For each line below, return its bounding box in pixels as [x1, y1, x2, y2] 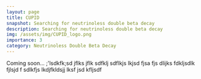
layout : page [6, 9, 40, 15]
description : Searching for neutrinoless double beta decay [6, 26, 164, 32]
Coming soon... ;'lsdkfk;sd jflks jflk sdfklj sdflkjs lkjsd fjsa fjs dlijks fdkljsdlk [6, 59, 195, 67]
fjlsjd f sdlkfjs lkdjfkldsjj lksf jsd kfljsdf [6, 66, 102, 73]
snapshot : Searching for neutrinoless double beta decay [6, 20, 155, 26]
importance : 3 [6, 37, 43, 43]
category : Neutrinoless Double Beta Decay [6, 43, 116, 49]
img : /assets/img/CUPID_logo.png [6, 32, 92, 38]
